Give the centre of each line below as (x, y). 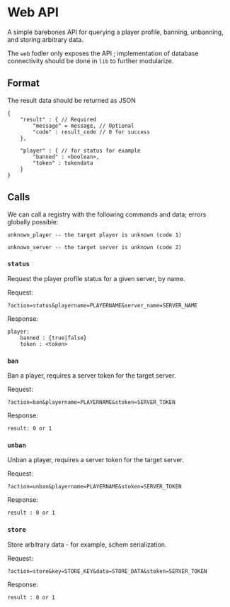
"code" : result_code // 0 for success (92, 132)
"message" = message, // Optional (84, 126)
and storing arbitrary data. (45, 39)
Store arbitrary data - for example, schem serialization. (87, 545)
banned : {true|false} (53, 338)
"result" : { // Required (58, 119)
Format (24, 83)
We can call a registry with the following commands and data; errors (107, 214)
